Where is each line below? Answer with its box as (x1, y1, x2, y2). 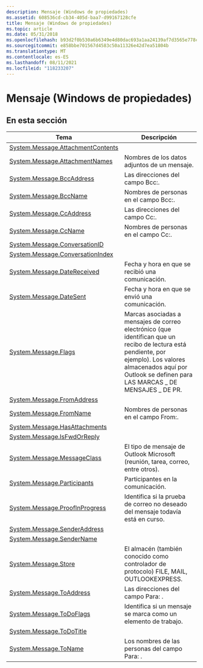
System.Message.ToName (9, 644, 84, 653)
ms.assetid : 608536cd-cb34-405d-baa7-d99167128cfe (6, 15, 137, 21)
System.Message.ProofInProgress (9, 504, 106, 512)
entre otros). (124, 465, 160, 474)
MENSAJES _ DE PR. (124, 386, 182, 394)
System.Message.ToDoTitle (9, 627, 87, 636)
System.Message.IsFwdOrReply (9, 432, 100, 441)
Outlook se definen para (124, 371, 193, 379)
